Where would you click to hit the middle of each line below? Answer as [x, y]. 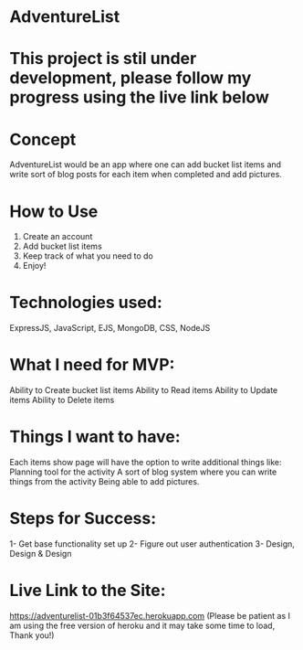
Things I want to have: [95, 437]
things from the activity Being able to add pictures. [104, 482]
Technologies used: [86, 303]
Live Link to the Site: [88, 591]
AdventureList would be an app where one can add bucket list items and [145, 165]
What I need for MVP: [92, 365]
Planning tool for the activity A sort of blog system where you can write [143, 472]
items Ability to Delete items [62, 400]
